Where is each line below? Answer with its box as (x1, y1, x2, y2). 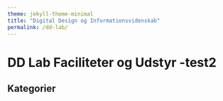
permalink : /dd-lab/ (7, 23, 69, 31)
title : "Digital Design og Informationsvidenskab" (7, 17, 161, 24)
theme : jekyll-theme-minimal (7, 10, 94, 18)
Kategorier (7, 83, 56, 95)
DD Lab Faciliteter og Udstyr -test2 (7, 54, 217, 70)
